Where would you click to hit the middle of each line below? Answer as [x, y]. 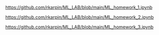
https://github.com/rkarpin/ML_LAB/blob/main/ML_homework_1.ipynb [79, 7]
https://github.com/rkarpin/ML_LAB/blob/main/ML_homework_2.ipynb [80, 17]
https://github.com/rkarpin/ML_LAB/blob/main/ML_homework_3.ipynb [79, 27]
